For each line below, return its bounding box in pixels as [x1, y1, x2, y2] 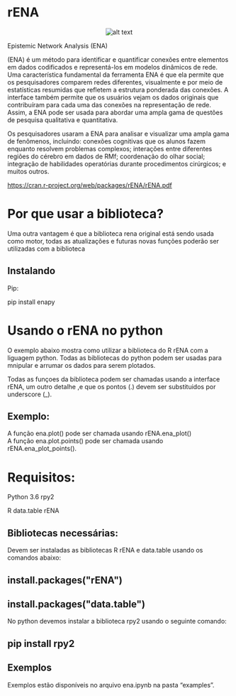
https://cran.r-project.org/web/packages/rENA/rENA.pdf [7, 180, 172, 189]
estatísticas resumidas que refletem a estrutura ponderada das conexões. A [7, 85, 229, 94]
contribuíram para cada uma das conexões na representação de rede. [7, 100, 211, 109]
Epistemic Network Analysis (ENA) [7, 41, 108, 50]
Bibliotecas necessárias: [7, 527, 119, 539]
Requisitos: [7, 469, 76, 485]
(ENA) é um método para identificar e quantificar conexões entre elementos [7, 55, 229, 64]
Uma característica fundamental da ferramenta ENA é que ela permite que [7, 70, 225, 79]
